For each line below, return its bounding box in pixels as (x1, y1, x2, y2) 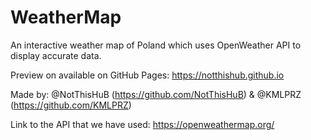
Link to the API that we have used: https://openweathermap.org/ (10, 118, 275, 130)
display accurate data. (10, 49, 102, 61)
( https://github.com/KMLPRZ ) (10, 99, 132, 111)
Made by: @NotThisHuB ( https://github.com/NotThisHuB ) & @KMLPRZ (10, 88, 302, 100)
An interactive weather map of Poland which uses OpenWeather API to (10, 39, 302, 51)
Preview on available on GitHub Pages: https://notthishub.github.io (10, 69, 285, 81)
